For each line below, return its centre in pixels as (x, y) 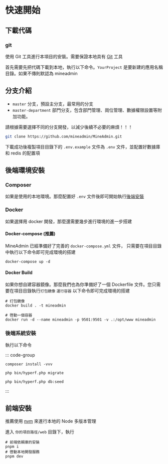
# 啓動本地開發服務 (23, 452)
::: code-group (20, 355)
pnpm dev (14, 456)
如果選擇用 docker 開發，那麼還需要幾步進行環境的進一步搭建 (68, 221)
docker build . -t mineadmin (36, 305)
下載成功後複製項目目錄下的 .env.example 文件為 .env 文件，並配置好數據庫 (83, 146)
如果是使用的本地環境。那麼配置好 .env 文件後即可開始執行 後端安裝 (75, 197)
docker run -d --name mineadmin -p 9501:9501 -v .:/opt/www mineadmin (80, 320)
